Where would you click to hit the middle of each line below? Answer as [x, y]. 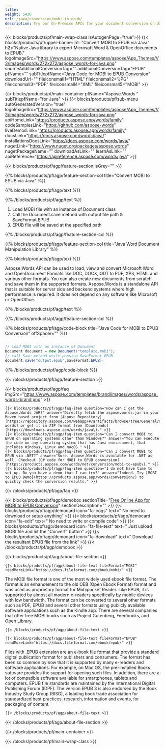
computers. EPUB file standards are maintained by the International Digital [80, 683]
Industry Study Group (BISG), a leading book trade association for [72, 693]
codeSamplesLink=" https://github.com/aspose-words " [61, 125]
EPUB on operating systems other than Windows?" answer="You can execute [82, 438]
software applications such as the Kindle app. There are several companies [81, 610]
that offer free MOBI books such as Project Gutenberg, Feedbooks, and [77, 615]
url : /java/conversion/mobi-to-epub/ [44, 19]
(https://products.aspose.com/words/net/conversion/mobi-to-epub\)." [78, 464]
